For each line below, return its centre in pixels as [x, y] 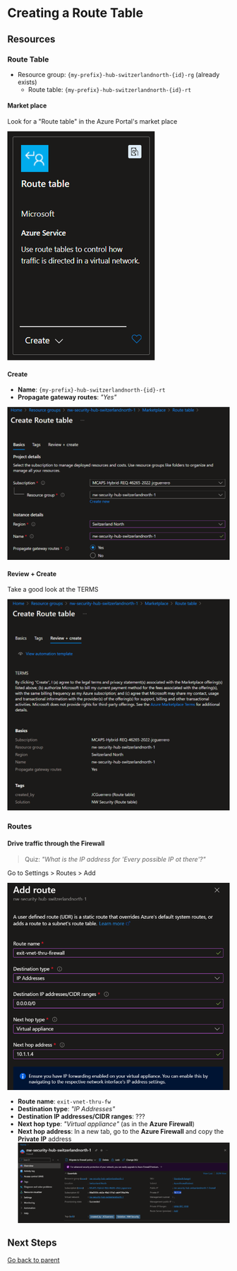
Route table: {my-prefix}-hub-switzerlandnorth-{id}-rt [110, 89]
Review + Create [32, 573]
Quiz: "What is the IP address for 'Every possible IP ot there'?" [115, 859]
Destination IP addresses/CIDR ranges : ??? [81, 1116]
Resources [31, 39]
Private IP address [44, 1139]
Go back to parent [34, 1260]
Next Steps [32, 1243]
